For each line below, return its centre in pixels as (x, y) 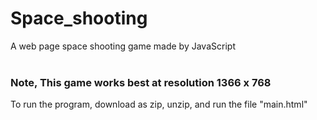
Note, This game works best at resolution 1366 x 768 (141, 82)
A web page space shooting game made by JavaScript (123, 46)
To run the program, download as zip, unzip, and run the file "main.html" (159, 104)
